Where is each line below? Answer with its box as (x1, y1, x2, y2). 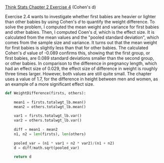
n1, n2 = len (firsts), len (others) (14, 132, 86, 137)
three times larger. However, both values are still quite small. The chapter (5, 71, 152, 76)
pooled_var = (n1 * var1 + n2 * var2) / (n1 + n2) (14, 140, 115, 146)
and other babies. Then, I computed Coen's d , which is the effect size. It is (5, 29, 155, 35)
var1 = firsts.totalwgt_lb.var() (14, 114, 82, 118)
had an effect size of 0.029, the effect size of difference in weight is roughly (5, 66, 158, 71)
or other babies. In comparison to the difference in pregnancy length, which (5, 61, 157, 66)
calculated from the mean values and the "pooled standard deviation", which (5, 34, 159, 40)
